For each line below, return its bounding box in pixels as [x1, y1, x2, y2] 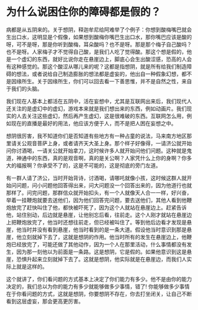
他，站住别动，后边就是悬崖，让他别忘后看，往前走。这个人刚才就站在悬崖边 [6, 211, 192, 218]
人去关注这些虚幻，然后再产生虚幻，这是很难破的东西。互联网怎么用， [16, 112, 187, 119]
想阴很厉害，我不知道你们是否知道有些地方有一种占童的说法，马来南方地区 [6, 132, 187, 139]
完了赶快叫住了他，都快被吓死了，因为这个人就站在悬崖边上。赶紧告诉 [16, 204, 187, 211]
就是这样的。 [16, 263, 48, 270]
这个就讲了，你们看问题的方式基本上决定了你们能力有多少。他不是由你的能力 [6, 275, 192, 282]
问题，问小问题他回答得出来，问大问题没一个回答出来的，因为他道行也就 [16, 181, 192, 189]
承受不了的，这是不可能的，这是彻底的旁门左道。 [42, 162, 161, 169]
